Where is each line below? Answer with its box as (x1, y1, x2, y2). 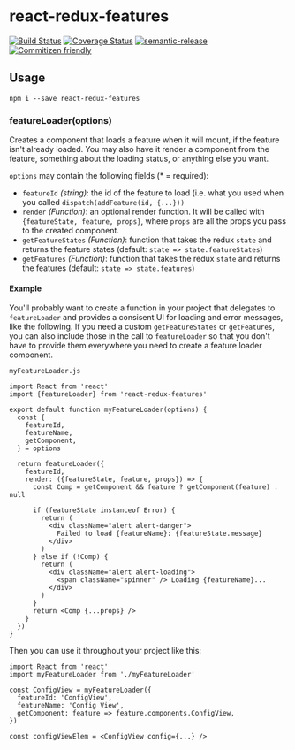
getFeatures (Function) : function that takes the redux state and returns (21, 254, 281, 264)
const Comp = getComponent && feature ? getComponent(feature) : (32, 483, 278, 492)
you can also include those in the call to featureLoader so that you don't (9, 331, 271, 341)
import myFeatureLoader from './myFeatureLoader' (9, 670, 196, 679)
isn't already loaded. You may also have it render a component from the (9, 144, 269, 155)
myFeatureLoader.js (9, 367, 81, 376)
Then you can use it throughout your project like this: (9, 646, 201, 656)
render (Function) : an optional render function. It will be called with (21, 206, 265, 218)
